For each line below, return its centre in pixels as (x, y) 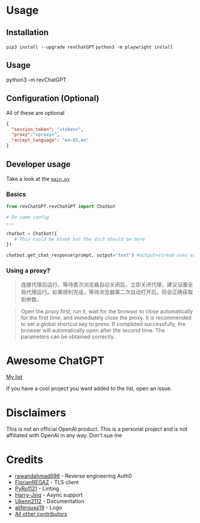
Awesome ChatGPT (55, 360)
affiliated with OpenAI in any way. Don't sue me (64, 435)
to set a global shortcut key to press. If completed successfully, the (103, 324)
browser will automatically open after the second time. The (93, 330)
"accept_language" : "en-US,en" (50, 141)
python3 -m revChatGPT (36, 80)
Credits (25, 460)
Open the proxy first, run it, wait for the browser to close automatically (107, 311)
